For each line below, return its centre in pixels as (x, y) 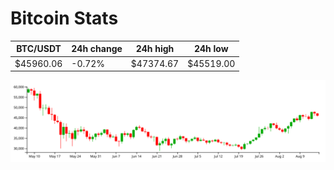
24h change (97, 49)
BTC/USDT (39, 49)
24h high (155, 49)
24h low (211, 49)
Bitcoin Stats (64, 18)
